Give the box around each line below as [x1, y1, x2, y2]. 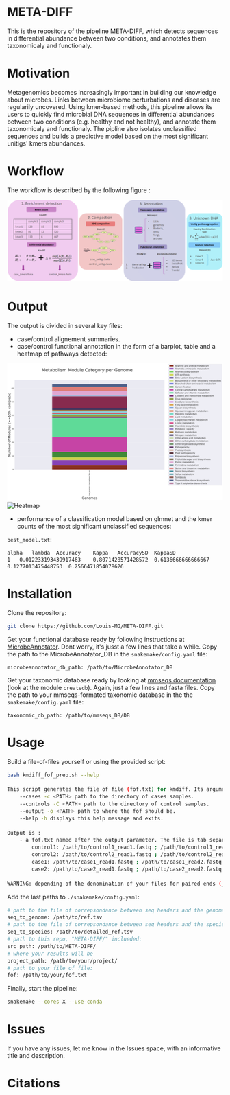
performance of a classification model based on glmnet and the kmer [16, 514, 213, 522]
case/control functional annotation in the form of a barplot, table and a [16, 342, 216, 350]
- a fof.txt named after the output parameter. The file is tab [19, 837, 207, 844]
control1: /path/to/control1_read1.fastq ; [31, 844, 157, 851]
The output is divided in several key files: [7, 321, 123, 330]
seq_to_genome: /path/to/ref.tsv [7, 914, 103, 921]
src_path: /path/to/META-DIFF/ [7, 943, 97, 949]
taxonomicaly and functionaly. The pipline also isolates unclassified [7, 124, 197, 132]
